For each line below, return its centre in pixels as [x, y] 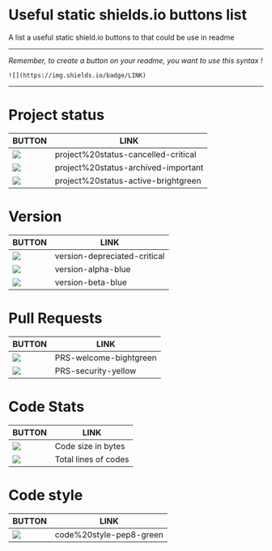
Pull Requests [55, 318]
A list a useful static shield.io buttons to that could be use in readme [121, 37]
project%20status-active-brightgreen [128, 180]
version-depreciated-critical [110, 256]
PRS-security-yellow [96, 371]
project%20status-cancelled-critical [125, 154]
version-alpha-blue [93, 269]
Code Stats [47, 407]
